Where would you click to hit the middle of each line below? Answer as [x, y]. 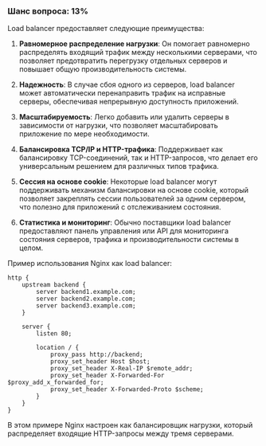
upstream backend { [54, 285]
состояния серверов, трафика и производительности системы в [129, 240]
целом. [31, 248]
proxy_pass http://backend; [97, 355]
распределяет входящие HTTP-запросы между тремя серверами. [121, 434]
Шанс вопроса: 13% [48, 11]
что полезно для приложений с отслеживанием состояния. [120, 207]
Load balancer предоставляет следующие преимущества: [106, 29]
